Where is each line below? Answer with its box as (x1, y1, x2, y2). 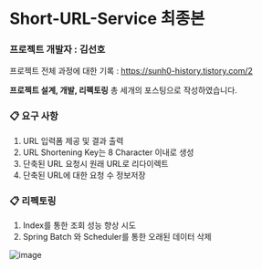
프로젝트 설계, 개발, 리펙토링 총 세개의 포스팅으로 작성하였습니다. (9, 85, 237, 96)
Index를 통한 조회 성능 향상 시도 (22, 220, 137, 231)
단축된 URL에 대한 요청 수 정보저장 (22, 170, 146, 181)
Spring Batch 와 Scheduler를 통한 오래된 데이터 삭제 (22, 232, 212, 243)
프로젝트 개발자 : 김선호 (9, 43, 106, 56)
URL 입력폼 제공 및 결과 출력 (22, 135, 124, 146)
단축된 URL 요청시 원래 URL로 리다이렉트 (22, 158, 169, 169)
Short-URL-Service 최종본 (9, 8, 205, 29)
